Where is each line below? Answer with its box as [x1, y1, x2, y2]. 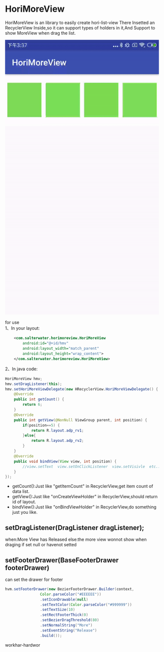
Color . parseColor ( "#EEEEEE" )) [40, 592, 102, 597]
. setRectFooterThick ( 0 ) [40, 612, 89, 618]
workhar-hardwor [5, 642, 41, 648]
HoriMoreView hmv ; [5, 376, 42, 381]
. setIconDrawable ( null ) [40, 597, 89, 602]
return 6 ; [22, 402, 42, 407]
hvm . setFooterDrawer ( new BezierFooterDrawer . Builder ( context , [5, 586, 134, 591]
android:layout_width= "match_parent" [22, 346, 99, 351]
